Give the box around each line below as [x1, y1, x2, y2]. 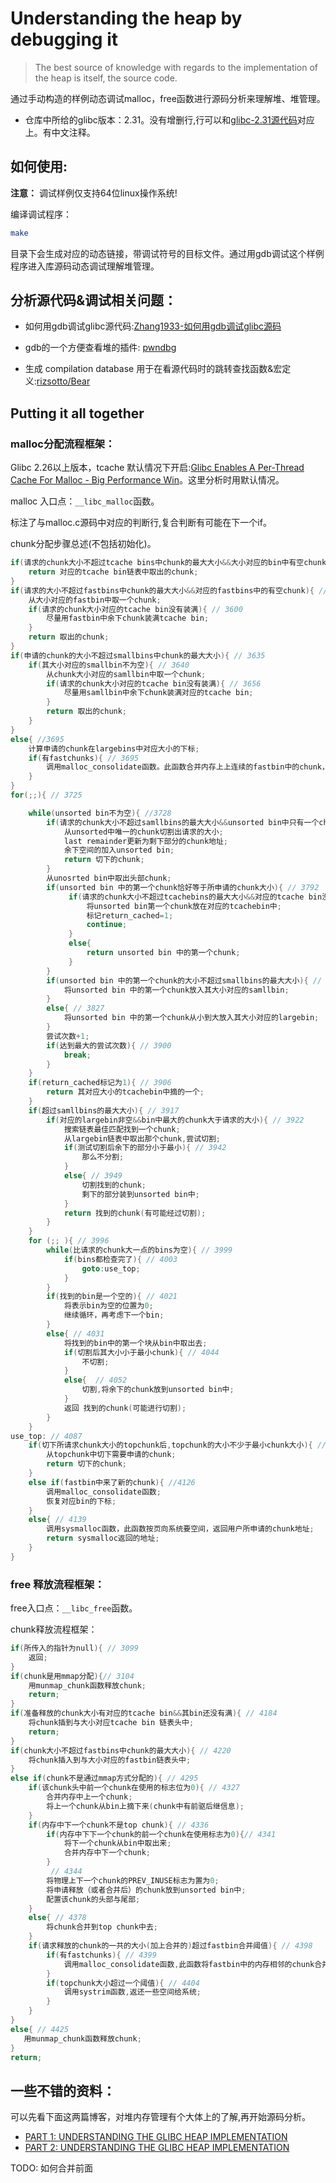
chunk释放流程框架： [10, 1623, 98, 1636]
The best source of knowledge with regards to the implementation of [34, 61, 319, 73]
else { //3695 [10, 734, 65, 744]
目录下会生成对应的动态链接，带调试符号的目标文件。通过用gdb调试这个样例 [10, 247, 325, 259]
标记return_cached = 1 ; [86, 910, 174, 921]
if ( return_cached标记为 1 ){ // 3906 [28, 1078, 172, 1088]
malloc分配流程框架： [10, 437, 116, 451]
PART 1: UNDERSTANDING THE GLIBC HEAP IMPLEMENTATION [24, 2131, 288, 2143]
